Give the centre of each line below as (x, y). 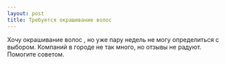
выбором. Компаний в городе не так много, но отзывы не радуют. (104, 47)
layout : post (26, 13)
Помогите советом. (36, 54)
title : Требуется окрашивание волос (59, 20)
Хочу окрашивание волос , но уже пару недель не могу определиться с (113, 39)
